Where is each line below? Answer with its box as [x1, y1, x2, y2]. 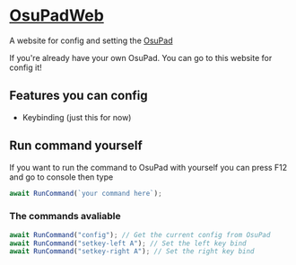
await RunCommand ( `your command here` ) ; [9, 189, 163, 198]
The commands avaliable [9, 210, 121, 223]
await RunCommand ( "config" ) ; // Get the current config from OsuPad [9, 230, 271, 239]
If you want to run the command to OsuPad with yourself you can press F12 [9, 162, 288, 172]
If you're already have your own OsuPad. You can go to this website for [9, 52, 273, 63]
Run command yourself [9, 138, 144, 154]
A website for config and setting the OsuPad [9, 35, 173, 46]
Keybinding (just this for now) [22, 111, 132, 122]
